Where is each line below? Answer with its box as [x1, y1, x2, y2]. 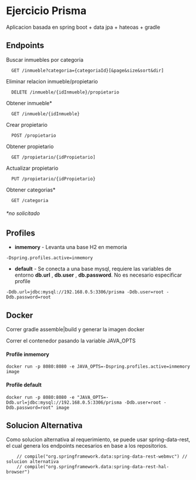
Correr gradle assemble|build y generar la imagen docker [6, 326, 145, 333]
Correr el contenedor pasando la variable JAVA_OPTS [6, 337, 136, 344]
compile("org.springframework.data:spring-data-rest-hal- [24, 464, 169, 470]
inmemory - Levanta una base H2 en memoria [14, 244, 127, 251]
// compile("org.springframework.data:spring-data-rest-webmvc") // [16, 454, 188, 459]
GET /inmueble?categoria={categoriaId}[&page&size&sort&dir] [11, 68, 164, 73]
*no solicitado [6, 210, 40, 217]
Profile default [6, 381, 42, 388]
